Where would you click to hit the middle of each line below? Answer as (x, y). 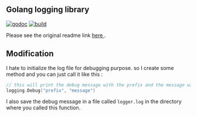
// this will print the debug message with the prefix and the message (95, 85)
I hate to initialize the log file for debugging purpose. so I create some (90, 68)
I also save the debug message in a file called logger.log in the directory (94, 102)
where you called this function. (43, 108)
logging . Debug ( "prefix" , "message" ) (51, 91)
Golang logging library (48, 10)
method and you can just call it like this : (55, 74)
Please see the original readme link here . (56, 35)
